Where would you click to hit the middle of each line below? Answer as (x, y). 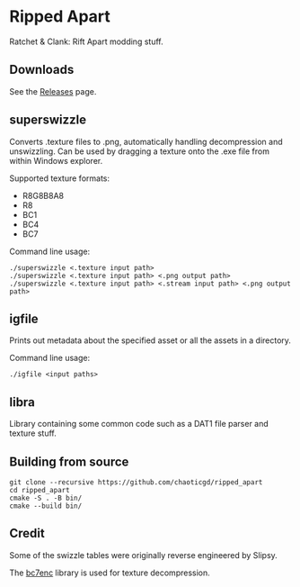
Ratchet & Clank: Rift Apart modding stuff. (86, 41)
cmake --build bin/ (46, 506)
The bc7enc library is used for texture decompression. (110, 573)
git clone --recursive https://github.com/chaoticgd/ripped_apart (136, 483)
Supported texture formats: (60, 178)
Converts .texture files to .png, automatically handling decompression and (146, 141)
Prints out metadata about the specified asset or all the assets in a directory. (150, 340)
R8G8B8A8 (43, 195)
